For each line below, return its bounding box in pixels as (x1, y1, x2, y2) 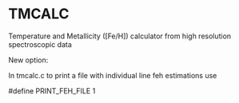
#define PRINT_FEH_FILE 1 (8, 85, 96, 96)
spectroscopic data (8, 39, 72, 49)
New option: (8, 55, 49, 65)
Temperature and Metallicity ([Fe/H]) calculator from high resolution (8, 31, 232, 41)
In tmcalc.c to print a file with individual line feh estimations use (8, 70, 217, 80)
